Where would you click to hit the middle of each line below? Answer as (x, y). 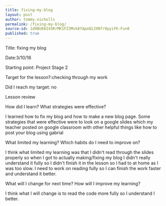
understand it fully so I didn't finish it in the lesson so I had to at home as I (82, 163)
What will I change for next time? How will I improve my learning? (73, 183)
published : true (22, 33)
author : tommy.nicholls (30, 19)
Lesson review (20, 97)
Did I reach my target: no (31, 87)
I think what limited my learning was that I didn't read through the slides (79, 152)
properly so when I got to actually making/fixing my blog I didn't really (78, 158)
